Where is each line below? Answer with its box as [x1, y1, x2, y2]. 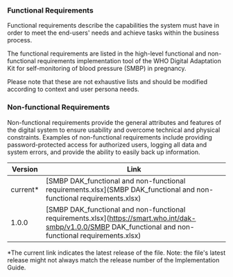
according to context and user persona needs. [7, 85, 140, 94]
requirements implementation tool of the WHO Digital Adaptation [37, 57, 222, 65]
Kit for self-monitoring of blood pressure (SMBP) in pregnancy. [7, 65, 187, 73]
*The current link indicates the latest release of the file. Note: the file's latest [7, 249, 226, 257]
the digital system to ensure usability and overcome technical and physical [7, 126, 221, 134]
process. [7, 36, 33, 44]
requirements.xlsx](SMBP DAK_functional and [46, 185, 196, 194]
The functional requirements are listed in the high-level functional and [7, 49, 207, 58]
